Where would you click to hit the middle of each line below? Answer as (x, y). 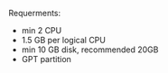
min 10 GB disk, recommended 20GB (90, 50)
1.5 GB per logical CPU (63, 40)
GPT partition (46, 59)
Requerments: (35, 13)
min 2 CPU (42, 30)
